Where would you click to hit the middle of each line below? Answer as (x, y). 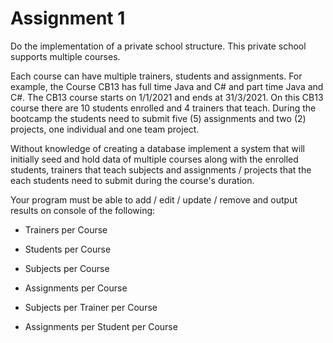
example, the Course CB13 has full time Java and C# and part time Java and (167, 86)
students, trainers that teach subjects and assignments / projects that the (161, 169)
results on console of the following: (83, 210)
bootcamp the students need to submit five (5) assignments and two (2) (158, 118)
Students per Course (68, 249)
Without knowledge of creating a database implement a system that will (157, 148)
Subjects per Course (67, 268)
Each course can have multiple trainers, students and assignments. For (156, 76)
